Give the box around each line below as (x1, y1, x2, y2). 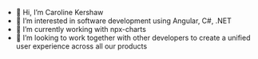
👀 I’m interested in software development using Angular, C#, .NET (15, 16, 232, 26)
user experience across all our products (15, 41, 148, 51)
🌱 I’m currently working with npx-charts (15, 25, 146, 33)
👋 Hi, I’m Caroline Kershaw (15, 8, 104, 17)
